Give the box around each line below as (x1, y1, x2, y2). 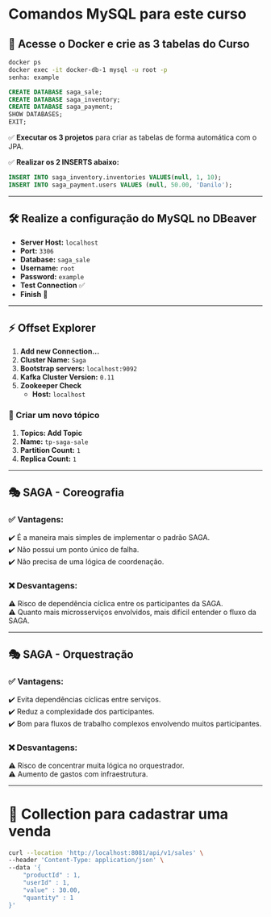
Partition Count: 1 (19, 445, 81, 454)
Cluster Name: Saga (19, 355, 87, 365)
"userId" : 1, (23, 879, 70, 887)
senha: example (8, 73, 60, 82)
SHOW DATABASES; (8, 111, 63, 119)
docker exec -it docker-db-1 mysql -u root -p (8, 65, 168, 73)
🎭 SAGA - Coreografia (8, 486, 125, 500)
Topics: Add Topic (19, 428, 83, 438)
